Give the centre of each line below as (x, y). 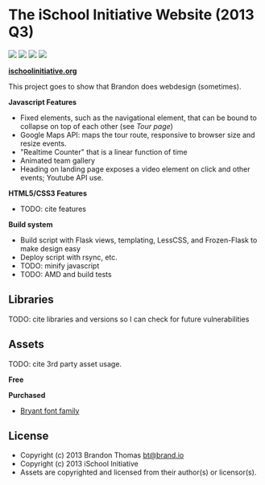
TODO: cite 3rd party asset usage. (65, 363)
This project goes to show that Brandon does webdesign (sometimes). (125, 86)
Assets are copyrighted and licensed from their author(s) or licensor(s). (138, 472)
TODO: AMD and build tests (66, 274)
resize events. (43, 143)
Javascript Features (43, 102)
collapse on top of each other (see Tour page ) (96, 126)
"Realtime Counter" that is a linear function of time (104, 151)
